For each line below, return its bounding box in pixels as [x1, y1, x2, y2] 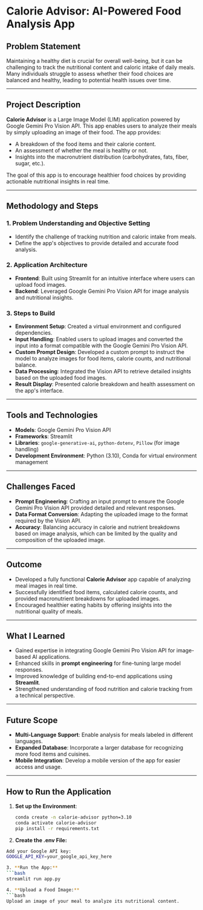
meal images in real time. [14, 582, 77, 589]
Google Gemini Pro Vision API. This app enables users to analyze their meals [6, 122, 197, 129]
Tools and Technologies [6, 410, 98, 421]
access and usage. [14, 764, 62, 771]
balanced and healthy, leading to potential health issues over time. [6, 77, 171, 83]
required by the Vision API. [14, 517, 82, 524]
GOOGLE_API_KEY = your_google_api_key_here [6, 854, 112, 860]
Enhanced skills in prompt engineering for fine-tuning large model [14, 660, 181, 667]
